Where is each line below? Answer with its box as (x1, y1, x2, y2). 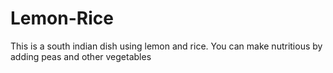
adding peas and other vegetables (10, 50, 152, 62)
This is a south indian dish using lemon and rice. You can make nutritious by (10, 40, 323, 52)
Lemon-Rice (10, 7, 114, 30)
